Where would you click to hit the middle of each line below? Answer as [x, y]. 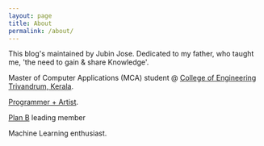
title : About [30, 23]
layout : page [30, 16]
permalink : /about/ [41, 31]
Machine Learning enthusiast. [58, 133]
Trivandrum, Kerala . [41, 86]
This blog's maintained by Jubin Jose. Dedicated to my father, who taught [131, 54]
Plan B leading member [47, 118]
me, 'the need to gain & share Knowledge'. [79, 62]
